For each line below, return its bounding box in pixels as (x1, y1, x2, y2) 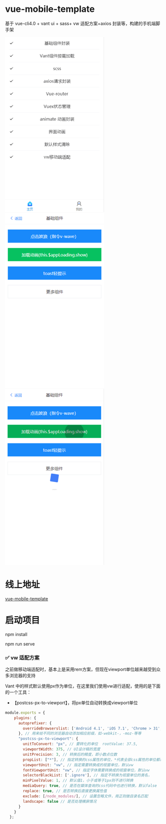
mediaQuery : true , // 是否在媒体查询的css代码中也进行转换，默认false (23, 783, 157, 788)
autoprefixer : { (18, 721, 52, 726)
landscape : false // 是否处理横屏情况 (23, 799, 97, 804)
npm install (5, 631, 28, 637)
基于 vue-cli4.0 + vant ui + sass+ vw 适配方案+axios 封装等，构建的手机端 (5, 20, 156, 26)
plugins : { (14, 715, 37, 721)
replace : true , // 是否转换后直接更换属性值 (23, 788, 107, 794)
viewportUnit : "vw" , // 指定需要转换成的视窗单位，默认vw (23, 762, 133, 768)
